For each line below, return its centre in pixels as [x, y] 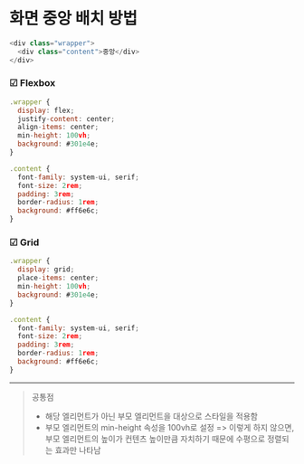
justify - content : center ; [66, 118]
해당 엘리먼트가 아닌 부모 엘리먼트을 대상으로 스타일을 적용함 [151, 416]
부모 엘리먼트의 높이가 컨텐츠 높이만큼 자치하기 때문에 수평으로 [155, 439]
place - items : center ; [58, 278]
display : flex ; [46, 110]
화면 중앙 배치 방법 [73, 19]
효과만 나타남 [78, 450]
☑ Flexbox [33, 83]
